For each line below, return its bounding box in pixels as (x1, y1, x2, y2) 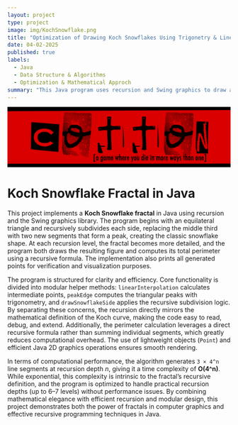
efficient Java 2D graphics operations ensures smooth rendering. (7, 343, 198, 352)
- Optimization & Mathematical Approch (13, 79, 132, 86)
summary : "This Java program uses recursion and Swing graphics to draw (7, 86, 227, 94)
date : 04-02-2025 (7, 41, 59, 49)
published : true (7, 49, 55, 56)
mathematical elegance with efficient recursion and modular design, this (7, 394, 218, 404)
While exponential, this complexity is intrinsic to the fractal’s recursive (7, 372, 211, 381)
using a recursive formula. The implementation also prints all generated (7, 254, 215, 263)
